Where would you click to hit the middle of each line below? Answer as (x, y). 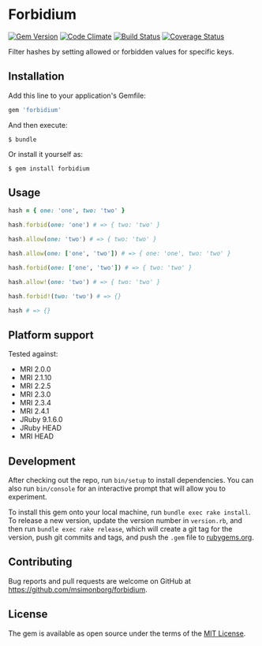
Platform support (51, 335)
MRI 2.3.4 (35, 403)
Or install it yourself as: (45, 154)
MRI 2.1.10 (36, 378)
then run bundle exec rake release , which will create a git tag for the (120, 529)
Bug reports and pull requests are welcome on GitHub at (100, 581)
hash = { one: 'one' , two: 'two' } (67, 211)
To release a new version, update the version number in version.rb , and (125, 521)
